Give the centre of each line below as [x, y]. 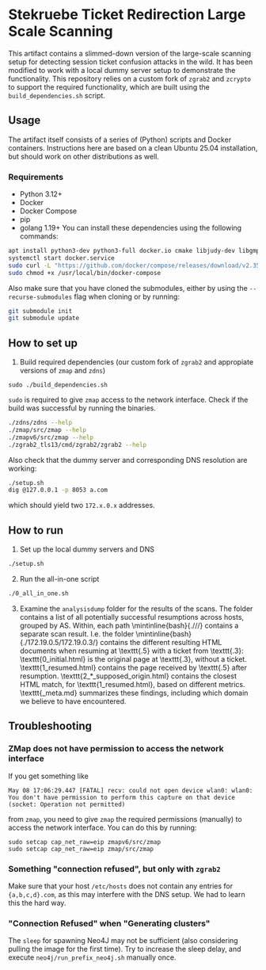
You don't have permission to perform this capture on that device [122, 797]
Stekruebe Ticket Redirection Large [127, 15]
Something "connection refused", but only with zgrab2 [114, 869]
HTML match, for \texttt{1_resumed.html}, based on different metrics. [132, 684]
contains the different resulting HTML [161, 642]
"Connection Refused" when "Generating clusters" [109, 923]
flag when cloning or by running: [127, 296]
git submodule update [44, 319]
